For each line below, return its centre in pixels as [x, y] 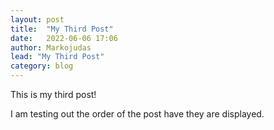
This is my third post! [53, 94]
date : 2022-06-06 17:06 [64, 38]
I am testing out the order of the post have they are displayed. [137, 114]
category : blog [42, 66]
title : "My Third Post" [62, 29]
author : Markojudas [51, 47]
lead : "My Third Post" [57, 57]
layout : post [37, 19]
